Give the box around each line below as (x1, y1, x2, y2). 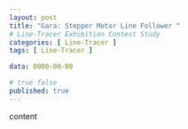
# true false (9, 78, 58, 87)
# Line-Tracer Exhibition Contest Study (9, 29, 161, 38)
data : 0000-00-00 (9, 62, 74, 71)
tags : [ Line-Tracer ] (9, 46, 93, 55)
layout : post (9, 12, 58, 22)
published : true (9, 86, 69, 95)
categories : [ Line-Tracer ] (9, 37, 117, 47)
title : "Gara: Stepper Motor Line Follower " (9, 21, 180, 30)
